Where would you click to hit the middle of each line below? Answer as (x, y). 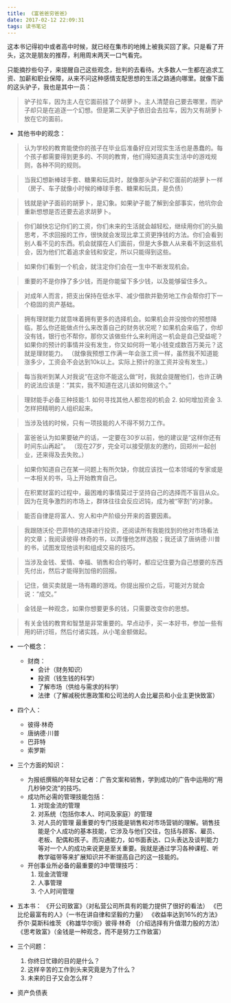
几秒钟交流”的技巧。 (56, 789)
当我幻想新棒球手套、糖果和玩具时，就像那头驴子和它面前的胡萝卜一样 (123, 180)
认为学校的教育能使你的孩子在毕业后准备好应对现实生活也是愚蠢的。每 (123, 148)
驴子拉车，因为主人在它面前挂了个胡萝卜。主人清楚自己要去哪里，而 (120, 102)
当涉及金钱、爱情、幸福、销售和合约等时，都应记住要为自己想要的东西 (123, 562)
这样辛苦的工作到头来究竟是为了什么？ (81, 969)
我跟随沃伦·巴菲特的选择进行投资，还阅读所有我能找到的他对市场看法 (121, 531)
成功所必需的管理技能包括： (67, 797)
